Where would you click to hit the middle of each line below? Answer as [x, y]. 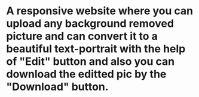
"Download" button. [57, 87]
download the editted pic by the [86, 74]
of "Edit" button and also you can [91, 62]
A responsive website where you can [100, 11]
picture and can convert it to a [82, 36]
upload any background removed [90, 24]
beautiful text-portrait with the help [96, 49]
